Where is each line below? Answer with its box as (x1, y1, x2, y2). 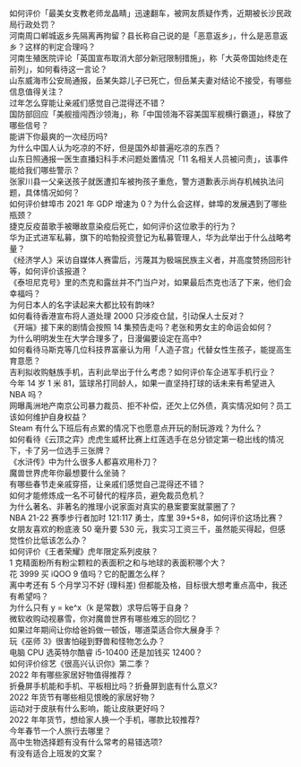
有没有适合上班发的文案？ (9, 748, 104, 758)
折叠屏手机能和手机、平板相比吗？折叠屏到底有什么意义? (9, 681, 218, 691)
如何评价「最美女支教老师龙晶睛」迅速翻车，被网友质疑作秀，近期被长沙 (9, 8, 276, 18)
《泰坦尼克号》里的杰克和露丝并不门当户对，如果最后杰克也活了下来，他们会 (9, 277, 292, 287)
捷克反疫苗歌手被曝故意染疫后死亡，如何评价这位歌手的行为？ (9, 221, 237, 231)
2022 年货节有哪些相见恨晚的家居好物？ (9, 692, 157, 702)
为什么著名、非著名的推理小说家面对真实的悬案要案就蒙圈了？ (9, 501, 237, 511)
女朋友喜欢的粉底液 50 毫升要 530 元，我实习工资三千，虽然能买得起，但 (9, 524, 278, 534)
